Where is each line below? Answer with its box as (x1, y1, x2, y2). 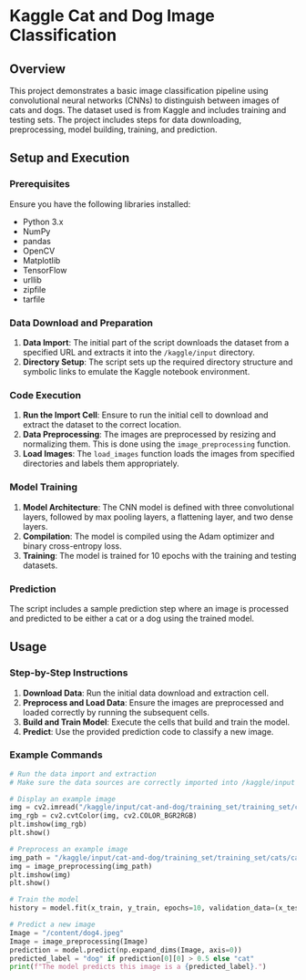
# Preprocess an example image (9, 844, 128, 853)
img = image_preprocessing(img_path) (9, 861, 153, 871)
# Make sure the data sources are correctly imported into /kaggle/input (9, 778, 296, 787)
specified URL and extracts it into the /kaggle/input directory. (22, 346, 255, 357)
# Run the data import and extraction (9, 769, 157, 779)
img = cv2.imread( (9, 803, 79, 812)
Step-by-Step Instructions (9, 666, 128, 679)
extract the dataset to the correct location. (22, 419, 182, 430)
